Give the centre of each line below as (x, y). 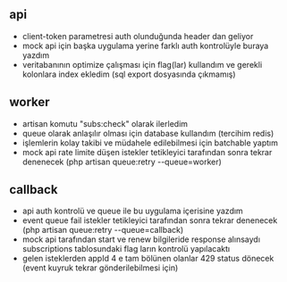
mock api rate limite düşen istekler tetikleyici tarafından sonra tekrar (147, 152)
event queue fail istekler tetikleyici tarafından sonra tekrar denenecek (150, 220)
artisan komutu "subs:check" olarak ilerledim (105, 123)
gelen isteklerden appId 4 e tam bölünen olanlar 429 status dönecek (148, 259)
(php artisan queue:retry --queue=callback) (103, 230)
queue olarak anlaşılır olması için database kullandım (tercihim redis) (148, 133)
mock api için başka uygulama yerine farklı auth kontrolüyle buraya (145, 46)
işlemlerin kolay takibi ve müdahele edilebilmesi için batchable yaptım (150, 143)
